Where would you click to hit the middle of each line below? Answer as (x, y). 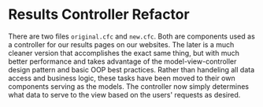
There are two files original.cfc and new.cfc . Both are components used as (132, 36)
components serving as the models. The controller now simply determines (129, 86)
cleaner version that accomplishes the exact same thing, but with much (124, 53)
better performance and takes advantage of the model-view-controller (122, 61)
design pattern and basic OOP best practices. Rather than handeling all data (131, 69)
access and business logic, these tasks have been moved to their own (122, 78)
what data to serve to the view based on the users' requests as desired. (124, 94)
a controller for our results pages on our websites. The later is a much (121, 44)
